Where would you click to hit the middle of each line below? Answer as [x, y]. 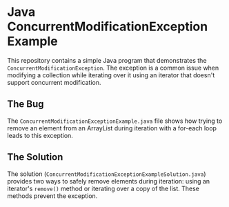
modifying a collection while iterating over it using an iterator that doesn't [111, 75]
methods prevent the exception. [52, 196]
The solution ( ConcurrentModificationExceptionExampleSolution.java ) [107, 174]
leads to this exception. [40, 135]
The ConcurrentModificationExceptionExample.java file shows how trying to [115, 121]
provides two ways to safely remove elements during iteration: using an [109, 181]
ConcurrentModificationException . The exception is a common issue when [113, 68]
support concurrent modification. [54, 82]
